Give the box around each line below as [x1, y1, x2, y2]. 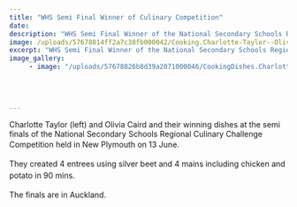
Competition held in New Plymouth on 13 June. [9, 139, 179, 150]
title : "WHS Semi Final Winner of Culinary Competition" [9, 12, 224, 22]
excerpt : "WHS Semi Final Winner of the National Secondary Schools [9, 46, 267, 55]
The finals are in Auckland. [9, 189, 107, 200]
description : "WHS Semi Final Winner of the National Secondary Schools [9, 29, 283, 38]
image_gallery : [9, 54, 65, 63]
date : [9, 21, 29, 30]
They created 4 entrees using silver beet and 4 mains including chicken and [9, 158, 286, 169]
